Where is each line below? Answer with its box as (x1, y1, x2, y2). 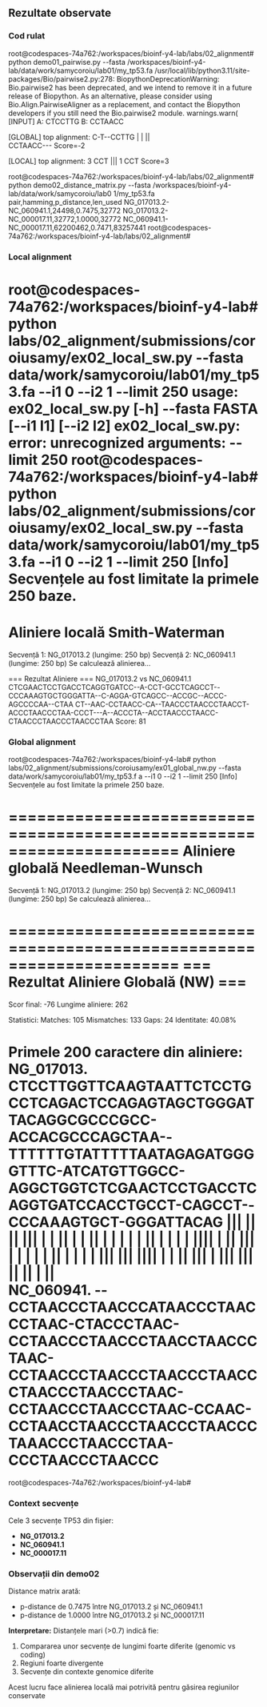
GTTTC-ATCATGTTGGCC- (8, 1162, 185, 1180)
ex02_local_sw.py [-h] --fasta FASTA (8, 399, 258, 418)
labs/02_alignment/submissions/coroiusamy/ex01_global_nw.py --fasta (8, 763, 241, 773)
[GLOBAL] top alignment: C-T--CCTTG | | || (8, 132, 150, 142)
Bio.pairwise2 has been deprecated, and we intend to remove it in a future (8, 82, 253, 92)
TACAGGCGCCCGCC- (8, 1112, 157, 1129)
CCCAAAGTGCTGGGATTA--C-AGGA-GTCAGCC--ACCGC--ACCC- (8, 691, 228, 700)
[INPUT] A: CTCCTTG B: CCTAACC (8, 116, 124, 126)
